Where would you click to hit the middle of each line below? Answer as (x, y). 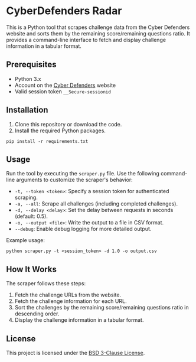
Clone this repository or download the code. (68, 124)
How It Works (32, 269)
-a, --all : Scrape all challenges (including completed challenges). (96, 204)
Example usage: (26, 240)
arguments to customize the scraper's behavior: (74, 180)
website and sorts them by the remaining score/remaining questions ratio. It (98, 33)
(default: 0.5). (31, 216)
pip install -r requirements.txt (47, 141)
